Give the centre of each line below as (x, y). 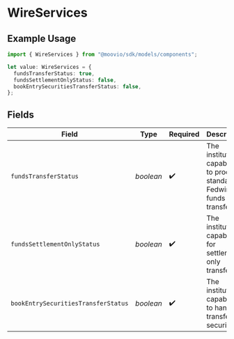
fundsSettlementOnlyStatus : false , (65, 80)
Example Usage (42, 39)
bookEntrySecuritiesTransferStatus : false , (77, 86)
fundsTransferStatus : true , (54, 73)
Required (184, 134)
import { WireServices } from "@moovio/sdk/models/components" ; (102, 54)
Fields (21, 115)
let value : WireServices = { (49, 67)
